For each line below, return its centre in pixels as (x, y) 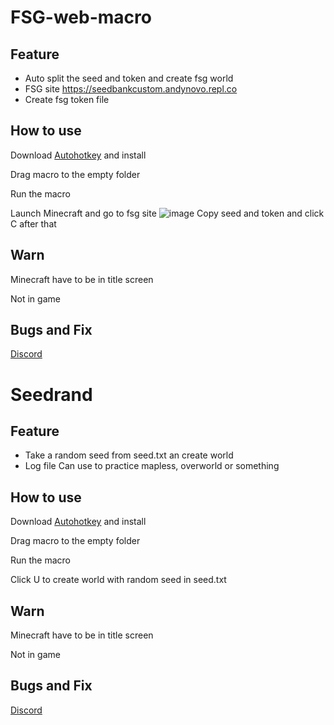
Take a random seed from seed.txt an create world (129, 455)
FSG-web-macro (81, 17)
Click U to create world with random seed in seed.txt (118, 580)
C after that (33, 223)
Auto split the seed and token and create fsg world (129, 78)
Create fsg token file (67, 99)
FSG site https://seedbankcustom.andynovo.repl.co (131, 89)
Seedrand (51, 394)
